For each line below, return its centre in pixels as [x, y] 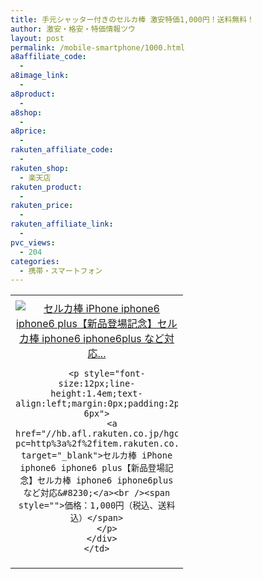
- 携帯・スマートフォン [61, 271]
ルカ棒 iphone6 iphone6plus [109, 480]
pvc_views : [33, 242]
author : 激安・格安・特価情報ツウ [73, 29]
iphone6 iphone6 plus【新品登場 [92, 468]
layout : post [37, 38]
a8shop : [26, 112]
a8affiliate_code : [48, 57]
